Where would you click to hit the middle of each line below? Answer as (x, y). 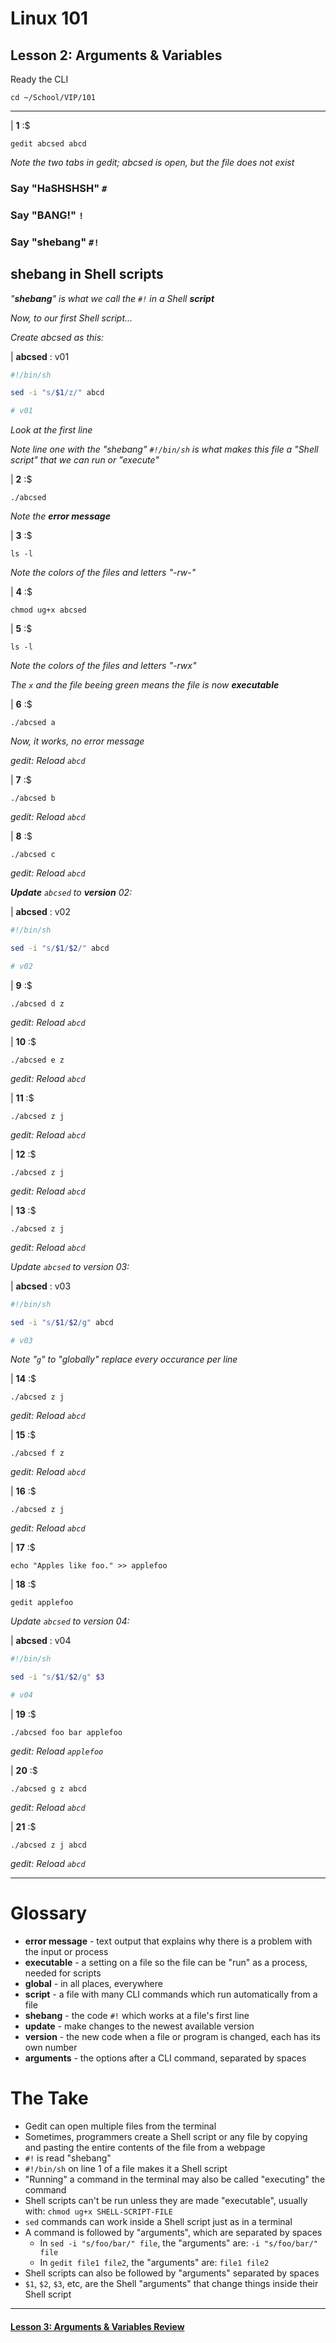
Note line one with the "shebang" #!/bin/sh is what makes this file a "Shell (164, 449)
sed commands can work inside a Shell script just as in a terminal (158, 2221)
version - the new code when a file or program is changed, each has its (172, 2037)
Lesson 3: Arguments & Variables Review (97, 2326)
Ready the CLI (39, 79)
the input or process (66, 1952)
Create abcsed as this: (57, 337)
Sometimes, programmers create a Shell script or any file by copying (166, 2136)
